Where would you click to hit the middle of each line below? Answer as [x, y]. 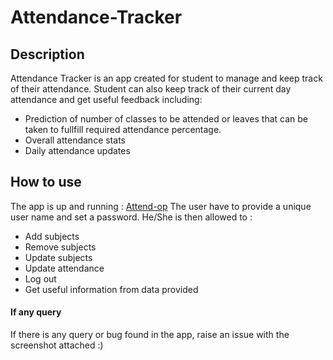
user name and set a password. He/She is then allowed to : [131, 217]
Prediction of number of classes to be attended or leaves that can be [166, 119]
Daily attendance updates [77, 150]
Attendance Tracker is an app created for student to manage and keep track [166, 78]
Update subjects [58, 257]
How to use [46, 182]
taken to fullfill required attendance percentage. [123, 129]
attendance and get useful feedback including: [106, 99]
